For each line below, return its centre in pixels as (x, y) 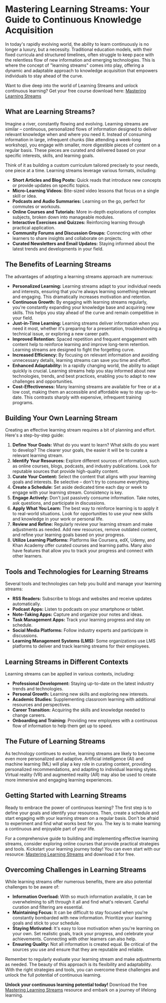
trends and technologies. (38, 689)
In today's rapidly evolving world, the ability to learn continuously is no (77, 44)
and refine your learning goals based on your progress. (69, 535)
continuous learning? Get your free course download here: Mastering (76, 91)
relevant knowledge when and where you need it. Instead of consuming (78, 134)
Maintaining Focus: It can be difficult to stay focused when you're (80, 912)
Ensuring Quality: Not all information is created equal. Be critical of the (85, 944)
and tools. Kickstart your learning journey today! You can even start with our (83, 849)
